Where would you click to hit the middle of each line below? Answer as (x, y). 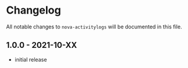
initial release (31, 59)
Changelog (34, 10)
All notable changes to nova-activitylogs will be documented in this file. (94, 27)
